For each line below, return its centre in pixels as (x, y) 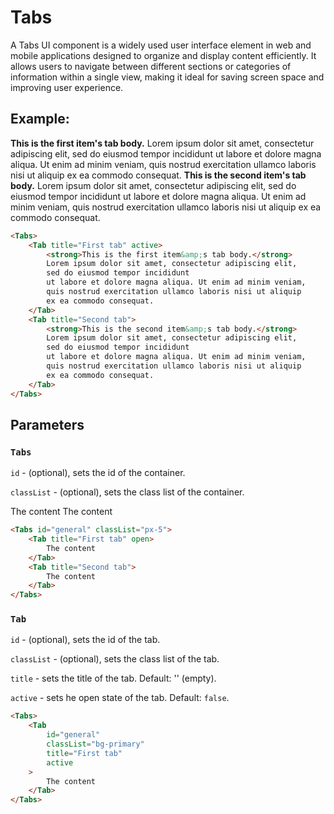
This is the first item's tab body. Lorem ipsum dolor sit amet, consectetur (162, 143)
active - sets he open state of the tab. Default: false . (120, 698)
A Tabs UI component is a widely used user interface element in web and (161, 45)
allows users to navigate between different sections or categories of (151, 66)
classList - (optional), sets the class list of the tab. (115, 659)
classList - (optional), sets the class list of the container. (127, 492)
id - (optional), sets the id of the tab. (85, 640)
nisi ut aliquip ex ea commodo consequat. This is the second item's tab (158, 175)
